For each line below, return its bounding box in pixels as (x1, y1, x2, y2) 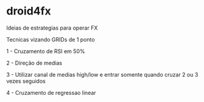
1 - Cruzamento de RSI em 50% (6, 47, 85, 55)
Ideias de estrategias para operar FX (6, 24, 98, 31)
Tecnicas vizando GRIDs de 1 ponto (6, 36, 96, 43)
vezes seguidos (6, 77, 46, 84)
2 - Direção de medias (6, 59, 63, 66)
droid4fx (6, 4, 52, 18)
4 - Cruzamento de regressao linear (6, 89, 96, 96)
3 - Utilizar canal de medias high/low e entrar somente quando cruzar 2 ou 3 (6, 71, 199, 78)
